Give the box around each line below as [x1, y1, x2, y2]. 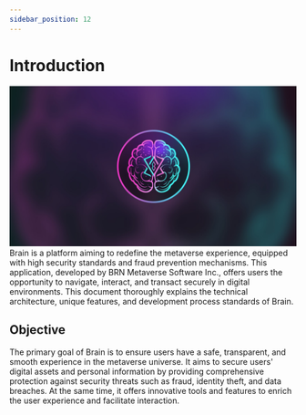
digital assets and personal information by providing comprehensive [9, 366, 264, 377]
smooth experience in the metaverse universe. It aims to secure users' [9, 356, 273, 367]
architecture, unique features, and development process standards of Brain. [9, 296, 294, 307]
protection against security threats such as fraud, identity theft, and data [9, 375, 282, 387]
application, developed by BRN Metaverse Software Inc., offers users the [9, 267, 283, 278]
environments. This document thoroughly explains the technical [9, 286, 249, 297]
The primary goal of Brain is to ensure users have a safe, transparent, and [9, 347, 287, 358]
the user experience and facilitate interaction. [9, 395, 180, 406]
